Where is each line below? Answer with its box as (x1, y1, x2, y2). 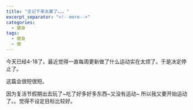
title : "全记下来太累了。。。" (6, 8, 69, 15)
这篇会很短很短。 (6, 77, 48, 85)
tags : (6, 30, 19, 36)
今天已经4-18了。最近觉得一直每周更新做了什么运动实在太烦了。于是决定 (6, 58, 182, 65)
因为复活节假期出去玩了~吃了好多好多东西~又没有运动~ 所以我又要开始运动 (6, 90, 188, 97)
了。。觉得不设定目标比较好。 (6, 97, 76, 104)
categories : (6, 19, 35, 25)
